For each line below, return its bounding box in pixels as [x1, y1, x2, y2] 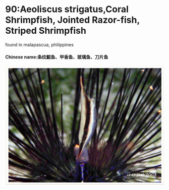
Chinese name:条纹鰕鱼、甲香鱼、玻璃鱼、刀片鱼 [5, 54, 108, 60]
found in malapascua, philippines [5, 41, 74, 47]
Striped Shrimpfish [5, 25, 87, 36]
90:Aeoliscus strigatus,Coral [5, 4, 129, 15]
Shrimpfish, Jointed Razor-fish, [5, 14, 140, 26]
